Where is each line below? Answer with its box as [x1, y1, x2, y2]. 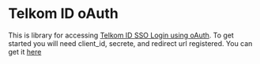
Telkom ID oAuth [8, 5, 119, 23]
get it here [8, 47, 42, 56]
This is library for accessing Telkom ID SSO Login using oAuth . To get [8, 30, 235, 40]
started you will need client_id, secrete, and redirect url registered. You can [8, 38, 253, 48]
